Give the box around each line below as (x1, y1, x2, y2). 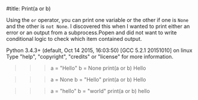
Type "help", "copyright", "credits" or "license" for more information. (6, 53, 174, 60)
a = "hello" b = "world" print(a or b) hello (50, 88, 150, 94)
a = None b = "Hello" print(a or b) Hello (50, 76, 146, 83)
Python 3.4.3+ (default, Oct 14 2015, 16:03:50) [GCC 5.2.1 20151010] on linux (6, 47, 193, 54)
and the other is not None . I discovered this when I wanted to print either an (6, 23, 190, 30)
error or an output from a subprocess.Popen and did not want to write (6, 29, 177, 36)
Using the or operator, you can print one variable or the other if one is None (6, 17, 189, 23)
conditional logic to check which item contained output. (6, 36, 142, 42)
